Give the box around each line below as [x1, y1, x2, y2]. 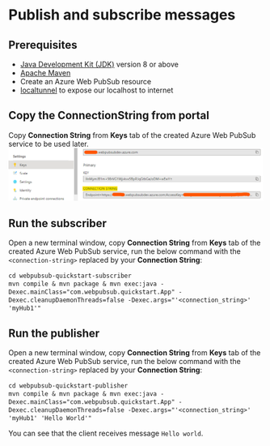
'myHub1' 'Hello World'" [8, 414, 92, 422]
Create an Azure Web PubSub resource [19, 77, 152, 86]
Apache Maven [19, 68, 71, 78]
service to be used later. [8, 139, 89, 148]
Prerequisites [8, 38, 78, 52]
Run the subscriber [8, 217, 108, 230]
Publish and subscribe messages [8, 6, 236, 24]
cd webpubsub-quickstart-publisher [8, 382, 129, 390]
